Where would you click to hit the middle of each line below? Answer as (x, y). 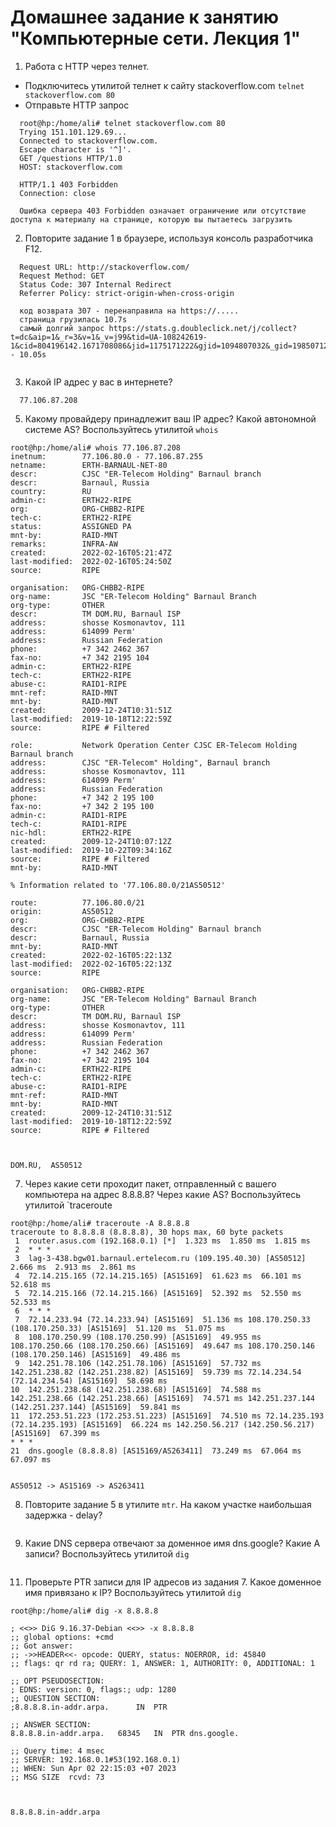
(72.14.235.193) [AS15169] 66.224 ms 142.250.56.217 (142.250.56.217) (162, 1424)
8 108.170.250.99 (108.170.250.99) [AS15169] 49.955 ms (138, 1337)
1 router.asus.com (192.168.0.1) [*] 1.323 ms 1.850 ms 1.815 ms (162, 1241)
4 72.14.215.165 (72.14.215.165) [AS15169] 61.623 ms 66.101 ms (158, 1276)
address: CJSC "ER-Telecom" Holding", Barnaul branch (140, 762)
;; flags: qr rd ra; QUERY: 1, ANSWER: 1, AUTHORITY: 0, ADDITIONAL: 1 (162, 1663)
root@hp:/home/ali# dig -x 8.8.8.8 (84, 1611)
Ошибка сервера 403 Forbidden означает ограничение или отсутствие (163, 211)
